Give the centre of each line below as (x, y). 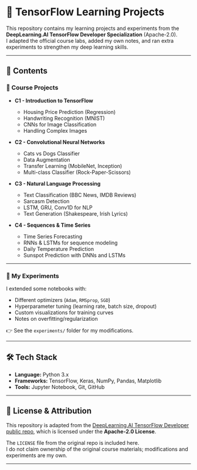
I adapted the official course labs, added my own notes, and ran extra (90, 41)
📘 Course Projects (32, 88)
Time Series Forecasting (53, 236)
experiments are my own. (37, 455)
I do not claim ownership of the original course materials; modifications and (97, 449)
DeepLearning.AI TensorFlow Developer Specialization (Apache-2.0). (92, 34)
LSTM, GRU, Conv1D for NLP (58, 207)
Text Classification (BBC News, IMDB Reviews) (80, 195)
